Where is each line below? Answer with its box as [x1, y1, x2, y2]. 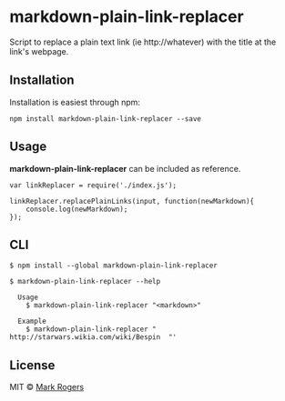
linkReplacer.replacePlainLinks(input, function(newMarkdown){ [9, 196, 255, 206]
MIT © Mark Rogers [9, 382, 85, 393]
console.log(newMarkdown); [25, 205, 128, 214]
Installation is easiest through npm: [9, 96, 141, 107]
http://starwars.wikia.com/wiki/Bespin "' [9, 333, 178, 342]
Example [17, 316, 47, 326]
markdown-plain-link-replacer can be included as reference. [9, 163, 241, 174]
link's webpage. [9, 45, 69, 56]
